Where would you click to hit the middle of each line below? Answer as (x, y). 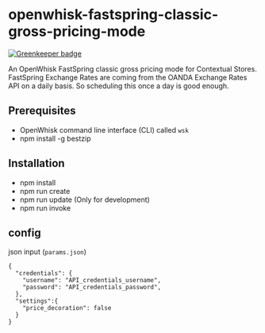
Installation (36, 163)
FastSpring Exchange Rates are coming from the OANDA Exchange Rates (128, 77)
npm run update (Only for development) (85, 199)
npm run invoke (45, 207)
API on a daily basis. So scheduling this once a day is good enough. (119, 86)
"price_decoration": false (67, 308)
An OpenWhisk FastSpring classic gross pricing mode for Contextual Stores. (133, 68)
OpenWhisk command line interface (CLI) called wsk (104, 130)
